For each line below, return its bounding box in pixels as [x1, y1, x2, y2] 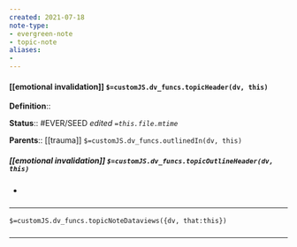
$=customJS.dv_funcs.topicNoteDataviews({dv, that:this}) [9, 217, 227, 226]
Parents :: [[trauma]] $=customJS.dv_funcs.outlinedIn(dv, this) [9, 135, 243, 146]
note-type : [9, 21, 49, 30]
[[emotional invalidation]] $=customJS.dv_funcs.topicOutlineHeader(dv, [9, 155, 274, 166]
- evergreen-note [9, 29, 73, 38]
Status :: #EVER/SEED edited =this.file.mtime [9, 118, 179, 129]
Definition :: [9, 101, 51, 111]
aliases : [9, 46, 42, 55]
